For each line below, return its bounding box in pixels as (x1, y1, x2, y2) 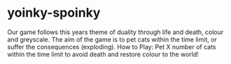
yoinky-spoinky (7, 5, 101, 21)
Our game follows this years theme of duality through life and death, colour (7, 28, 224, 36)
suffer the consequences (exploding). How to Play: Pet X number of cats (7, 42, 216, 51)
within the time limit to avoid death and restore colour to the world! (7, 50, 199, 58)
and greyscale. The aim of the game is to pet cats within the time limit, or (7, 35, 217, 43)
